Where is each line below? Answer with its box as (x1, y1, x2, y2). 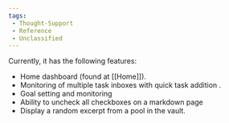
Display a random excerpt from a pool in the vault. (19, 106, 186, 116)
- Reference (11, 27, 52, 35)
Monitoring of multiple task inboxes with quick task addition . (19, 80, 222, 90)
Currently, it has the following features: (8, 56, 137, 66)
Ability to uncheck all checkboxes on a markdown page (19, 97, 203, 107)
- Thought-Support (11, 19, 74, 27)
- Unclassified (11, 34, 63, 43)
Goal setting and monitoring (19, 89, 112, 99)
